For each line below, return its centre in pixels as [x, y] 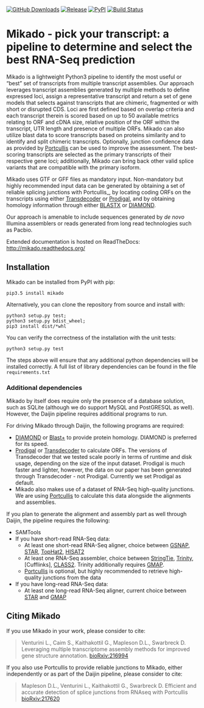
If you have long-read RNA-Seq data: [62, 584]
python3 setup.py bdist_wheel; [46, 321]
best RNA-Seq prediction [71, 60]
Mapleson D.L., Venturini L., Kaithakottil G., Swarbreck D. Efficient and [109, 685]
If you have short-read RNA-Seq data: [63, 539]
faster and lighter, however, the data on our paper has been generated [103, 470]
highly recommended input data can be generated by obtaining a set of [96, 185]
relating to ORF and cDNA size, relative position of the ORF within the [93, 122]
